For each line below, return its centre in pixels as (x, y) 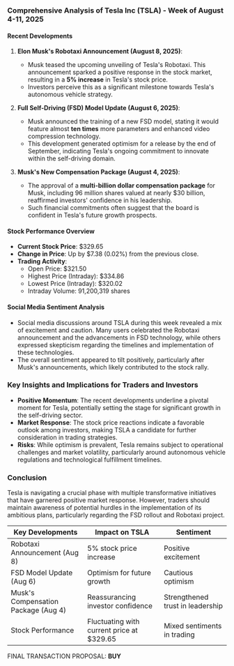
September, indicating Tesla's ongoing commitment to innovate (118, 151)
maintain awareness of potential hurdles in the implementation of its (104, 508)
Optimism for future (119, 573)
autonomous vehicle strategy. (70, 94)
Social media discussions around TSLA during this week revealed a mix (119, 322)
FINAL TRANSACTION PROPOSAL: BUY (64, 656)
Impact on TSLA (122, 532)
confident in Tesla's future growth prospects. (92, 215)
